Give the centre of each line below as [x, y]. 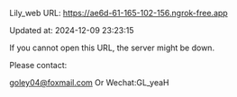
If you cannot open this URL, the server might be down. [112, 48]
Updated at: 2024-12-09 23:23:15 [72, 30]
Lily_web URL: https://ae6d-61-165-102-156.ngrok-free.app [118, 13]
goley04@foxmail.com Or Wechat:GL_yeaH [89, 83]
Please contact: [38, 65]
